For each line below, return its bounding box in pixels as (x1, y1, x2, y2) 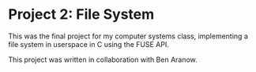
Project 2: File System (8, 5, 155, 23)
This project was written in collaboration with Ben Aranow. (8, 55, 198, 64)
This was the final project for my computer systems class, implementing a (8, 31, 249, 41)
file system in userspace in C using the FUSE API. (8, 39, 170, 49)
